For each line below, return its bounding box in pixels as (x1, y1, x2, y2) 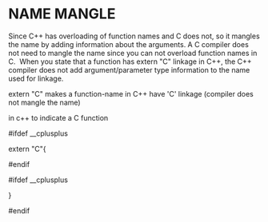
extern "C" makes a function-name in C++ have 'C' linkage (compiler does (8, 89, 254, 98)
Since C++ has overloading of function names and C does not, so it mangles (8, 31, 260, 41)
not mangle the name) (8, 97, 82, 107)
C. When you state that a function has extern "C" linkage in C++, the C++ (8, 57, 252, 66)
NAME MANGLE (8, 5, 116, 23)
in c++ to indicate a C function (8, 113, 109, 122)
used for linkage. (8, 73, 64, 83)
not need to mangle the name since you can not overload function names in (8, 48, 258, 57)
